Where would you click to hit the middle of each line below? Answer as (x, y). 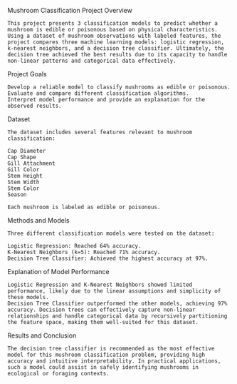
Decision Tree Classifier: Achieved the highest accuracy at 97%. (108, 258)
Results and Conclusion (42, 335)
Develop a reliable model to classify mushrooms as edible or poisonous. (119, 87)
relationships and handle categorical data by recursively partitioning (117, 316)
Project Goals (27, 74)
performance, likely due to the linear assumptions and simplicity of (114, 291)
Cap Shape (22, 157)
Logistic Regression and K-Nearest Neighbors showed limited (100, 285)
